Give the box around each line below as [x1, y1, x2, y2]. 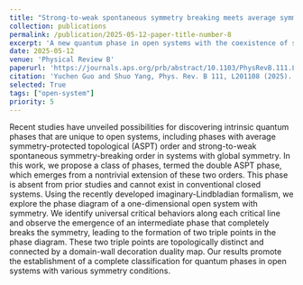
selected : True [9, 80, 67, 89]
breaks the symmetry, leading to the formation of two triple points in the [9, 227, 277, 238]
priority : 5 [9, 97, 54, 106]
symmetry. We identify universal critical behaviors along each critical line [9, 208, 281, 219]
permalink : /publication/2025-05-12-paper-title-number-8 [9, 30, 232, 39]
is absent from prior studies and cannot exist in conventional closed [9, 179, 262, 190]
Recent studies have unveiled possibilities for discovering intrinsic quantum [9, 122, 289, 133]
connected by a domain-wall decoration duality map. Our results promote [9, 246, 282, 257]
